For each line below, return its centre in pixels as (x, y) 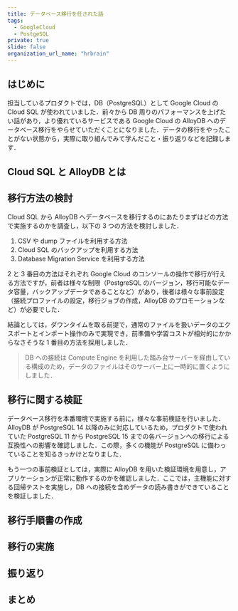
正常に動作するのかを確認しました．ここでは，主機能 (135, 478)
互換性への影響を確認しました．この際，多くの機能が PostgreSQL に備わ (114, 445)
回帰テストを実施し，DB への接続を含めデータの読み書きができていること (121, 487)
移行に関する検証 (45, 400)
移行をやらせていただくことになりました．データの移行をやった (131, 130)
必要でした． (45, 309)
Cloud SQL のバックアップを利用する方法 (78, 249)
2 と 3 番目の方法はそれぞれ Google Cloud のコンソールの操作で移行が (110, 273)
